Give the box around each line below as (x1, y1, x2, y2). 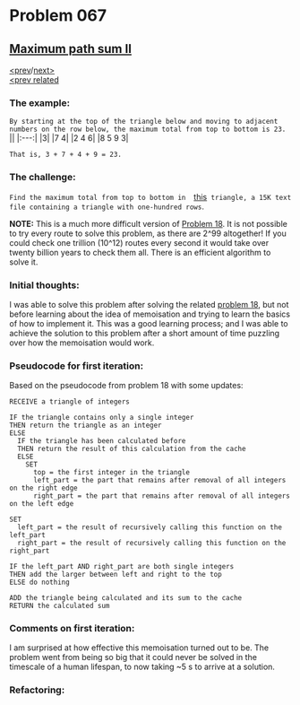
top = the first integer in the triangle (32, 468, 191, 477)
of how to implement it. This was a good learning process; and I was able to (9, 318, 288, 328)
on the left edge (9, 500, 74, 509)
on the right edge (9, 483, 78, 493)
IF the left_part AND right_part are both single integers (9, 562, 235, 571)
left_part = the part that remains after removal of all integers (32, 476, 287, 485)
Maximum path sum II (9, 41, 133, 57)
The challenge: (9, 171, 76, 184)
